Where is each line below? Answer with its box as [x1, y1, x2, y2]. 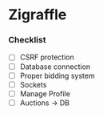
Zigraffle [8, 6, 67, 24]
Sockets [19, 79, 47, 89]
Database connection [19, 62, 91, 71]
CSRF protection [19, 52, 74, 62]
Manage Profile [19, 88, 70, 98]
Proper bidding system [19, 71, 95, 80]
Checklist [8, 35, 46, 46]
